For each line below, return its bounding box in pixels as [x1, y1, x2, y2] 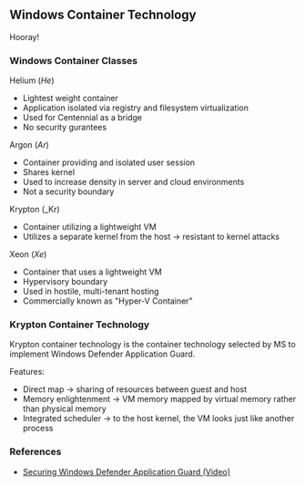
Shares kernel [22, 167, 76, 178]
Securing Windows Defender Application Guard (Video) [22, 466, 230, 477]
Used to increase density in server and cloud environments [22, 177, 245, 188]
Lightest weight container [22, 93, 118, 104]
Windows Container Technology [9, 7, 197, 23]
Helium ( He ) [9, 75, 55, 86]
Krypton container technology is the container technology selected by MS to [9, 339, 296, 350]
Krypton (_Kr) [9, 204, 61, 215]
